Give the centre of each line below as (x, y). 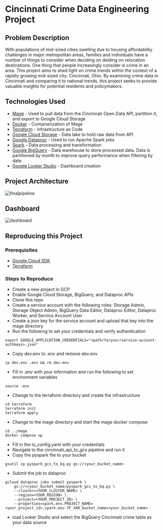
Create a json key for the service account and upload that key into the (83, 321)
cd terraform (18, 404)
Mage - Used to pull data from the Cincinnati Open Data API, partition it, (85, 113)
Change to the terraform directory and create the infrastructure (76, 396)
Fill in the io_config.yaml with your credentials (58, 445)
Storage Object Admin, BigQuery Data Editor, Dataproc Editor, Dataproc (84, 310)
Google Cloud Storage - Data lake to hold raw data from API (73, 134)
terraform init (21, 409)
